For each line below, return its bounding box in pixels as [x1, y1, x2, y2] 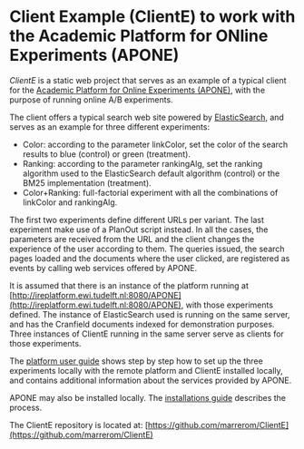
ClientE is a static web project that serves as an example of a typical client [9, 74, 287, 85]
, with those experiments [181, 299, 274, 310]
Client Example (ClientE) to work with [9, 6, 296, 27]
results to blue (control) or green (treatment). [22, 148, 191, 160]
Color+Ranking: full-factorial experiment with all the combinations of [22, 187, 279, 198]
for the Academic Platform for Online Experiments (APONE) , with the [9, 84, 266, 95]
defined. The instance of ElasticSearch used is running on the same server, [9, 308, 290, 319]
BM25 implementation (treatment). [22, 177, 152, 188]
